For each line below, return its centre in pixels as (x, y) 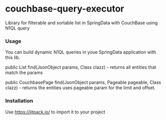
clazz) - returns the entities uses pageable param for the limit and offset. (80, 88)
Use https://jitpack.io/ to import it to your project (55, 112)
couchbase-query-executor (65, 9)
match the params (24, 73)
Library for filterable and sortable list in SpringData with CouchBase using (81, 23)
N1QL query (18, 28)
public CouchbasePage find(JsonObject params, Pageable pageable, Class (83, 82)
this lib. (13, 57)
